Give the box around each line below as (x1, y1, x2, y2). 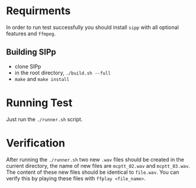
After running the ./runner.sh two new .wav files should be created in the (6, 155, 184, 163)
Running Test (6, 96, 73, 109)
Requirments (6, 4, 71, 18)
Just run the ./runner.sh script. (6, 115, 83, 122)
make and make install (14, 75, 70, 82)
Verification (6, 136, 66, 150)
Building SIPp (6, 47, 57, 57)
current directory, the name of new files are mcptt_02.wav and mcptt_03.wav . (6, 162, 190, 169)
